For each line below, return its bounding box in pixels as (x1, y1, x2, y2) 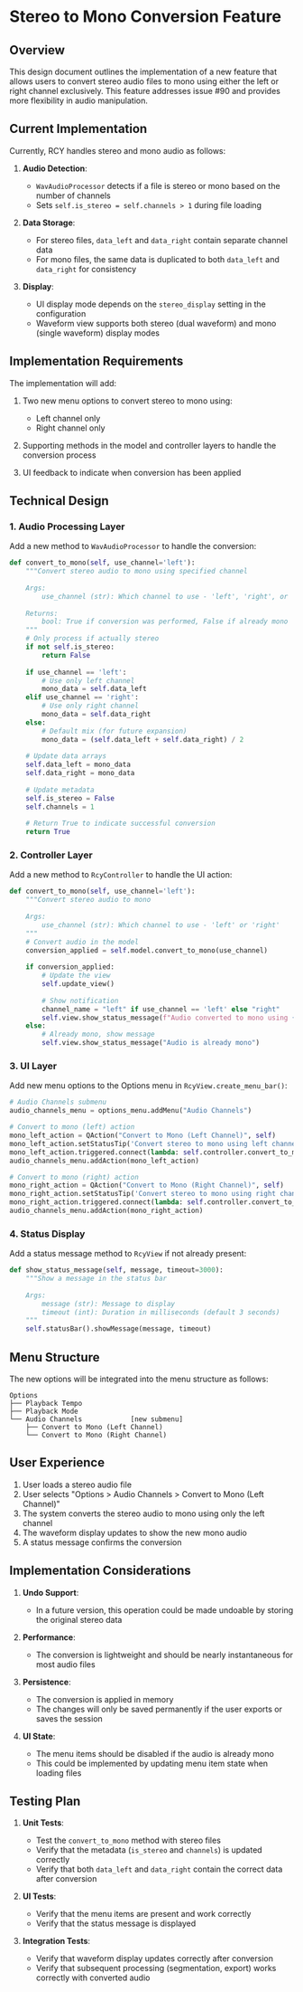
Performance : (22, 1631, 76, 1643)
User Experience (9, 1455, 106, 1471)
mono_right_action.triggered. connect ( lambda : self (9, 1198, 204, 1207)
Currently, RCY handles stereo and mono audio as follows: (9, 145, 226, 156)
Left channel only (35, 413, 101, 423)
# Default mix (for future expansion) (41, 726, 188, 735)
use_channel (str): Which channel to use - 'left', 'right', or (41, 592, 289, 601)
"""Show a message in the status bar (25, 1274, 168, 1284)
